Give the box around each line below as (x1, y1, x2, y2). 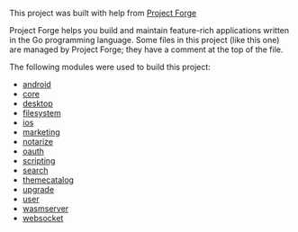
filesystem (22, 108, 61, 118)
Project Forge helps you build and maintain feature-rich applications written (9, 25, 290, 35)
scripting (22, 156, 56, 165)
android (22, 79, 51, 89)
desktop (22, 98, 54, 109)
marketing (22, 127, 60, 138)
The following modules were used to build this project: (9, 62, 212, 72)
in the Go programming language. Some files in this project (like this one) (9, 35, 280, 45)
